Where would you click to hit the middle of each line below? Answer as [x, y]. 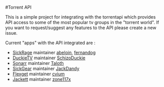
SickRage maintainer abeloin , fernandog [54, 53]
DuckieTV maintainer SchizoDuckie [49, 58]
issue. [11, 33]
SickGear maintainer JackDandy [46, 68]
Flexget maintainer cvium [38, 74]
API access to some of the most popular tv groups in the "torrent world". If [82, 22]
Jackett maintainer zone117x [42, 79]
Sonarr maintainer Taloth [38, 63]
